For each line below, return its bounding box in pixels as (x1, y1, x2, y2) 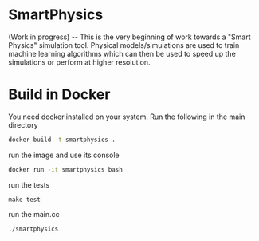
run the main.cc (8, 209, 60, 219)
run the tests (8, 180, 50, 189)
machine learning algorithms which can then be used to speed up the (8, 49, 237, 58)
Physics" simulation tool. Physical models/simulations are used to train (8, 40, 240, 49)
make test (8, 196, 41, 203)
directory (8, 120, 38, 129)
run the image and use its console (8, 150, 120, 160)
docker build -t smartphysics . (8, 136, 116, 144)
